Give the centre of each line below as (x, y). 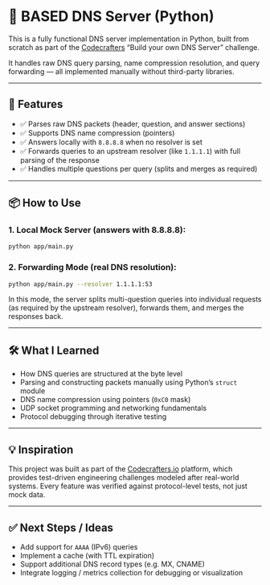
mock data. (27, 495)
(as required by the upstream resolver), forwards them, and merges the (126, 308)
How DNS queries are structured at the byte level (101, 374)
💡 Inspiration (41, 449)
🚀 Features (36, 104)
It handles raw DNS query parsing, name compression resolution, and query (134, 63)
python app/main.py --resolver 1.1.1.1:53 (80, 284)
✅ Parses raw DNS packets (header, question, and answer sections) (133, 123)
